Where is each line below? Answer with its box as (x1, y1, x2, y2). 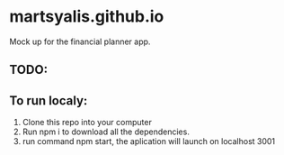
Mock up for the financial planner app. (9, 36, 151, 47)
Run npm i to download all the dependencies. (22, 126, 191, 137)
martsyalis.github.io (9, 6, 164, 27)
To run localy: (9, 93, 88, 108)
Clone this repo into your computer (22, 117, 153, 128)
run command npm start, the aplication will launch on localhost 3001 (22, 136, 276, 147)
